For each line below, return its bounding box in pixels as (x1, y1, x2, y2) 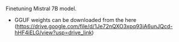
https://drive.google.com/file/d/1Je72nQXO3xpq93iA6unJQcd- (16, 23, 173, 30)
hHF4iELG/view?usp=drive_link (14, 29, 92, 36)
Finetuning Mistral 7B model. (5, 5, 77, 12)
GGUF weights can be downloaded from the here (14, 17, 137, 23)
